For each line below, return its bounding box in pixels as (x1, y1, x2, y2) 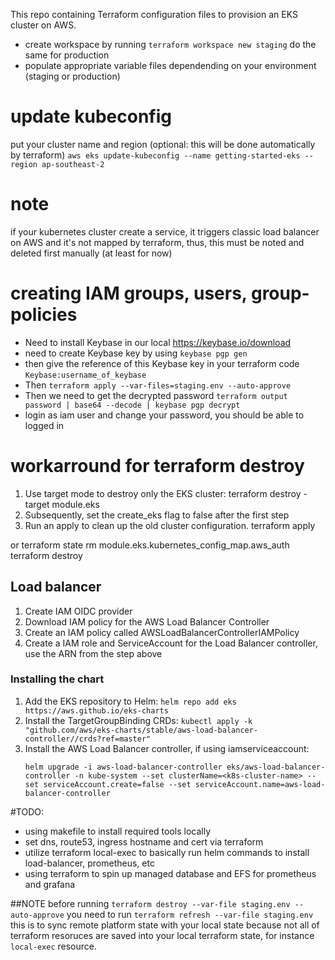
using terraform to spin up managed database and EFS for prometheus (24, 867, 317, 879)
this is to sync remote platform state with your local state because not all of (10, 919, 320, 931)
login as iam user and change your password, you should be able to (24, 409, 305, 421)
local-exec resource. (10, 940, 98, 952)
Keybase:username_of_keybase (24, 370, 147, 380)
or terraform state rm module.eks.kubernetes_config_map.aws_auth (10, 539, 290, 551)
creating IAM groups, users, (10, 282, 248, 305)
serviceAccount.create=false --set (43, 779, 192, 789)
